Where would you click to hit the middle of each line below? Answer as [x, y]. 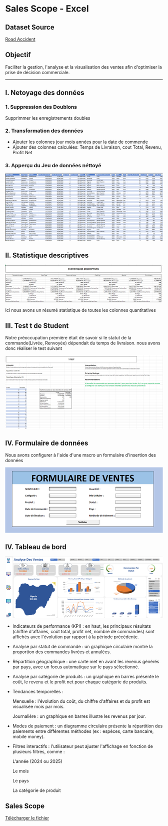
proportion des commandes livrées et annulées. [61, 652]
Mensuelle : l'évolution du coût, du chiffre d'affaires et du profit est [81, 701]
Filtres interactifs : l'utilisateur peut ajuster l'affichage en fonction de [83, 746]
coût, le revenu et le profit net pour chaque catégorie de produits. [80, 682]
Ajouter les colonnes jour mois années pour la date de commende [80, 142]
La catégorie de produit [36, 790]
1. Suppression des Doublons [41, 107]
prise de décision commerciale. [37, 72]
